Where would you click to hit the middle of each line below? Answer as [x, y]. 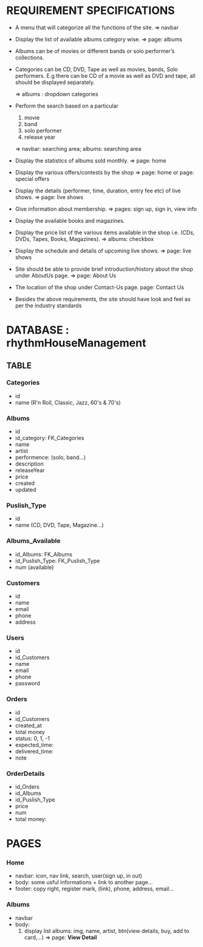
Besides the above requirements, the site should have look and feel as [103, 299]
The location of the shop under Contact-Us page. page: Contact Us [99, 287]
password [28, 683]
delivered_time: [34, 751]
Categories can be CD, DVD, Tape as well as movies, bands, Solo [96, 69]
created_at [28, 725]
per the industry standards [48, 306]
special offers [32, 179]
